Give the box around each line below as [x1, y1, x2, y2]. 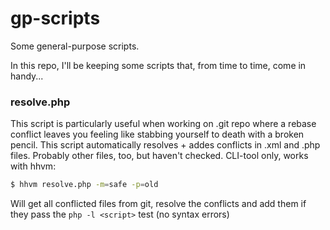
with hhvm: [10, 160, 57, 172]
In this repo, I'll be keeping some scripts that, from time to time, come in [10, 59, 307, 71]
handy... [10, 70, 44, 82]
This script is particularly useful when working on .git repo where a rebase [10, 118, 317, 130]
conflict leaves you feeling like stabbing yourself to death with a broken [10, 128, 305, 141]
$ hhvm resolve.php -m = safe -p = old [10, 180, 159, 190]
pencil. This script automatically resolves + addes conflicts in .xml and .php [10, 139, 321, 151]
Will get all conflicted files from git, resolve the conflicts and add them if [10, 198, 307, 210]
